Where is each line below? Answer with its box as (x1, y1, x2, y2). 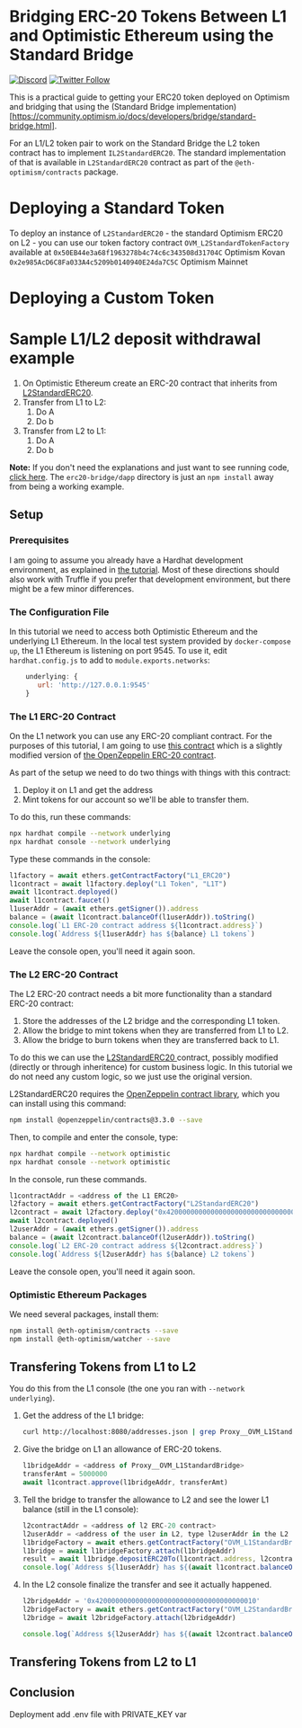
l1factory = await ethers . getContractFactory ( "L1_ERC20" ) (9, 870, 231, 880)
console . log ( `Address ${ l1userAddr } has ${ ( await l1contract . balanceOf (22, 1563, 297, 1572)
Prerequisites (9, 534, 69, 547)
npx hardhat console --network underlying (9, 837, 171, 846)
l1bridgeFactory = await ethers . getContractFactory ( (22, 1537, 225, 1547)
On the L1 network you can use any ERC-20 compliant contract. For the (9, 730, 272, 741)
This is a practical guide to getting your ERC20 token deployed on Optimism (9, 92, 290, 102)
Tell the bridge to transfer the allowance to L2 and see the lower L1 (22, 1494, 270, 1505)
